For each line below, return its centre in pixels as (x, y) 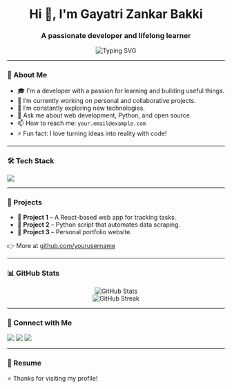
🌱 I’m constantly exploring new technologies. (81, 108)
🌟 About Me (27, 75)
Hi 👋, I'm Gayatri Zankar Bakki (116, 14)
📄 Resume (24, 363)
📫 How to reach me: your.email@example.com (81, 123)
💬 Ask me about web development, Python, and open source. (104, 115)
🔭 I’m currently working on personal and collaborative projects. (106, 100)
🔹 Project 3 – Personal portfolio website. (75, 232)
